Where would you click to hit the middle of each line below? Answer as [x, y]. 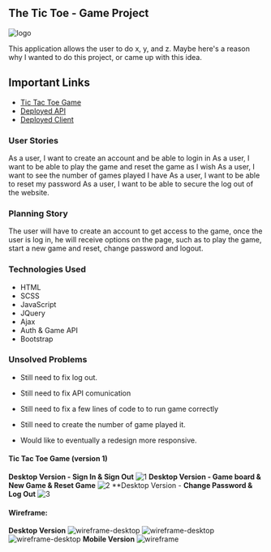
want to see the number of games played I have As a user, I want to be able [134, 175]
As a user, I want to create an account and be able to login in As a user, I [129, 158]
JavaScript [38, 304]
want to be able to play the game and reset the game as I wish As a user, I [132, 166]
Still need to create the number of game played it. [103, 424]
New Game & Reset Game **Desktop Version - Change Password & [131, 486]
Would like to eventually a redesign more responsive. [108, 440]
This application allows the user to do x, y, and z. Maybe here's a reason [129, 49]
